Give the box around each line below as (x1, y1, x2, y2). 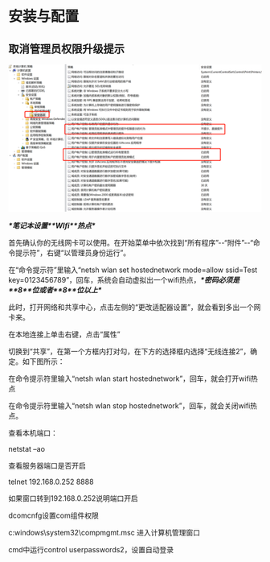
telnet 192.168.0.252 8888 (8, 477, 94, 486)
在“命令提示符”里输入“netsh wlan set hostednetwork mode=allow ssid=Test (8, 265, 258, 275)
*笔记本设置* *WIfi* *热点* (8, 221, 96, 230)
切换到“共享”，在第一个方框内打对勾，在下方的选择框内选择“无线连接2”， (8, 346, 251, 356)
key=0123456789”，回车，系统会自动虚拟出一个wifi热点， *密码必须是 (8, 275, 240, 284)
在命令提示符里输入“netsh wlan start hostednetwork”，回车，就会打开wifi (8, 374, 252, 383)
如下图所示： (22, 356, 65, 366)
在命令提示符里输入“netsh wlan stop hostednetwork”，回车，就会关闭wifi (8, 400, 251, 411)
